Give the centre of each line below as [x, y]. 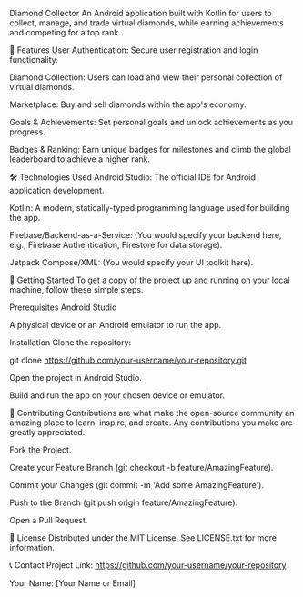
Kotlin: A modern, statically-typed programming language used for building [150, 208]
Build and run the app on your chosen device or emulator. [117, 395]
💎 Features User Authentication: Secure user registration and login [134, 50]
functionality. [34, 60]
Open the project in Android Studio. [76, 378]
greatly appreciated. [47, 432]
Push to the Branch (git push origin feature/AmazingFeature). [124, 502]
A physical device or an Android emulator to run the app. [116, 325]
